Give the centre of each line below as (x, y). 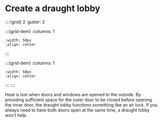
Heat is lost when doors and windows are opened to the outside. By (73, 94)
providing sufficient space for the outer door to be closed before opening (79, 100)
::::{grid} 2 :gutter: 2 (25, 22)
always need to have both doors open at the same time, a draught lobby (77, 110)
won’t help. (16, 115)
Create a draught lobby (53, 9)
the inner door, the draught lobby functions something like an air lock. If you (81, 105)
